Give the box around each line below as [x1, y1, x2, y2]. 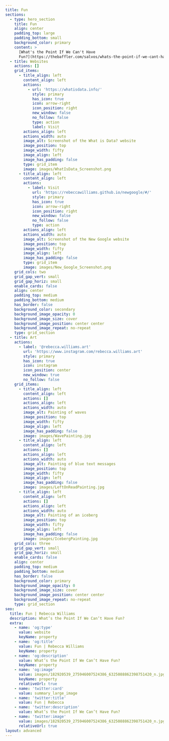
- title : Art [10, 335, 37, 340]
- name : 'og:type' [14, 625, 53, 630]
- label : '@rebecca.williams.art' [18, 344, 92, 349]
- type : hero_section [10, 17, 55, 22]
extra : [10, 620, 24, 626]
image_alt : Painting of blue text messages [23, 461, 116, 466]
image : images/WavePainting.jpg [23, 433, 92, 438]
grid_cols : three [14, 541, 51, 546]
